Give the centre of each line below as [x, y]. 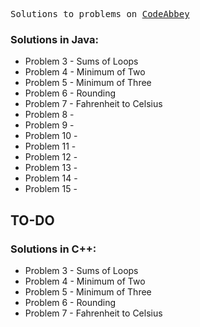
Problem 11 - [50, 146]
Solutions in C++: [53, 249]
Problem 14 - [51, 178]
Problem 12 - [51, 157]
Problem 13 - [51, 168]
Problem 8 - [49, 115]
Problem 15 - [51, 189]
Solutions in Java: [54, 39]
